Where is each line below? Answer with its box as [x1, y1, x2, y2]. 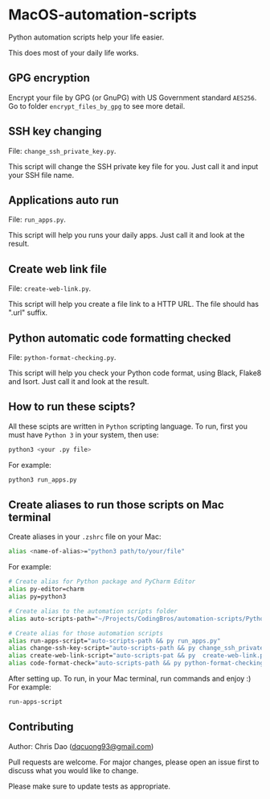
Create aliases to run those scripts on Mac [8, 498, 225, 511]
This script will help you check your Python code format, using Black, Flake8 [8, 368, 262, 378]
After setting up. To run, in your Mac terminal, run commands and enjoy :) [8, 674, 252, 683]
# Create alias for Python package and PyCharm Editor [8, 578, 196, 586]
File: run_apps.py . [8, 215, 66, 225]
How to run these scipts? [8, 400, 136, 414]
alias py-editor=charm [8, 586, 84, 594]
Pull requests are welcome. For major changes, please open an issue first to [8, 757, 260, 767]
